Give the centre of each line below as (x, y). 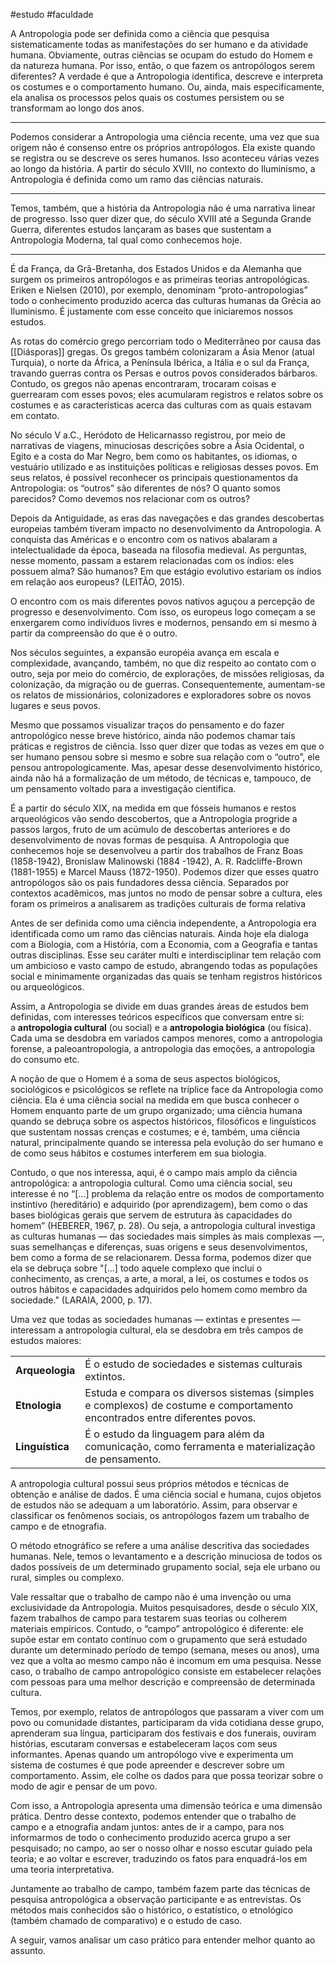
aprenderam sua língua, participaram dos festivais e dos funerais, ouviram (163, 1733)
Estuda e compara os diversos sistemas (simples (199, 1392)
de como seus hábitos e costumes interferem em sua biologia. (138, 1153)
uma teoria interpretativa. (62, 1869)
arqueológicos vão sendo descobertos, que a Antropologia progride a (154, 818)
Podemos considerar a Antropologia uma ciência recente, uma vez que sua (165, 137)
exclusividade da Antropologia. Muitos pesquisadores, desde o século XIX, (164, 1607)
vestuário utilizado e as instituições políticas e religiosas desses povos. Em (164, 467)
